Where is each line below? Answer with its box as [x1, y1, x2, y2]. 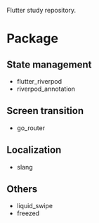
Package [6, 31, 59, 46]
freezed [16, 209, 40, 217]
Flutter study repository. [6, 6, 77, 14]
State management [6, 58, 92, 70]
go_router [16, 123, 46, 132]
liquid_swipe [16, 202, 53, 210]
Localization [6, 144, 62, 156]
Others [6, 183, 38, 196]
